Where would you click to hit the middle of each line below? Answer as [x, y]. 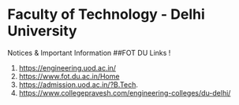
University [42, 31]
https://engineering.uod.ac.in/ [67, 67]
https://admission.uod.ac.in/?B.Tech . [78, 85]
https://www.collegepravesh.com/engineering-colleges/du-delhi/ [125, 92]
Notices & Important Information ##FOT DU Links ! [89, 52]
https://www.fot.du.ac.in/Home [69, 76]
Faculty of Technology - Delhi [106, 14]
